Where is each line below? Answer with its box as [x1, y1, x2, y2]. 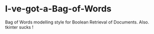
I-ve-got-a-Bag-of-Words [5, 3, 112, 14]
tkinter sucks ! [5, 24, 34, 30]
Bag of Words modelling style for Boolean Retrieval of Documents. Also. [5, 19, 150, 25]
